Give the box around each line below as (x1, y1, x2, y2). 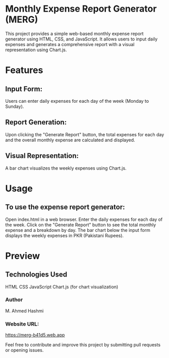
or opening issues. (5, 347, 44, 353)
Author (5, 296, 23, 303)
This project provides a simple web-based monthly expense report (5, 30, 144, 36)
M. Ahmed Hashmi (5, 307, 44, 314)
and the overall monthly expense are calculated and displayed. (5, 137, 135, 143)
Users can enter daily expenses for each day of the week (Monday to (5, 98, 149, 104)
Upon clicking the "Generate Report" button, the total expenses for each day (5, 131, 164, 137)
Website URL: (5, 320, 39, 327)
